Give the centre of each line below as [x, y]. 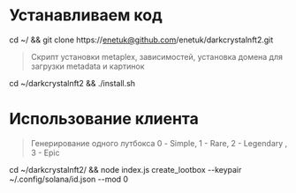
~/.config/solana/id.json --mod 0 [69, 179]
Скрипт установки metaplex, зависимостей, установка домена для [157, 56]
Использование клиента [104, 119]
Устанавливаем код [86, 15]
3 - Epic [45, 152]
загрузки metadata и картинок [87, 66]
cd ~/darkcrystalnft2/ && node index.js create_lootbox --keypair [125, 169]
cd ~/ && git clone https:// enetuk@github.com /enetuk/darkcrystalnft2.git [141, 40]
